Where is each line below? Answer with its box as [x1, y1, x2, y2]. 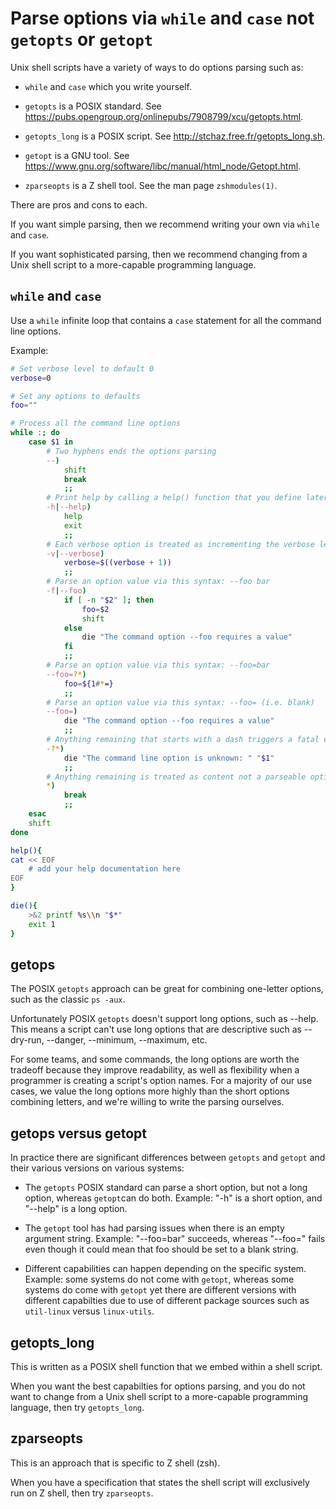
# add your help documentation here [28, 864, 182, 874]
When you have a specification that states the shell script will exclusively [10, 1476, 310, 1488]
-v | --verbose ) [46, 548, 105, 559]
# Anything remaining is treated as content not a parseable [46, 772, 307, 782]
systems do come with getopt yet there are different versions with [24, 1284, 297, 1296]
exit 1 [28, 919, 56, 929]
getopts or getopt [10, 28, 154, 51]
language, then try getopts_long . [10, 1401, 145, 1413]
